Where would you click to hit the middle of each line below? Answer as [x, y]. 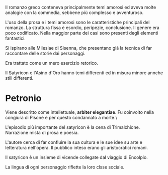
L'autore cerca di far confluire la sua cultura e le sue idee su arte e [74, 142]
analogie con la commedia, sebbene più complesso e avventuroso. [74, 13]
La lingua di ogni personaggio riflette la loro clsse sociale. [65, 167]
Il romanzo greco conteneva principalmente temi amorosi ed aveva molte [81, 7]
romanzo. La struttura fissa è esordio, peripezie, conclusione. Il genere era [82, 28]
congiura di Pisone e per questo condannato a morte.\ [61, 117]
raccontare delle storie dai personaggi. [45, 53]
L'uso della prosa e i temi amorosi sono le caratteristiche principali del [77, 22]
